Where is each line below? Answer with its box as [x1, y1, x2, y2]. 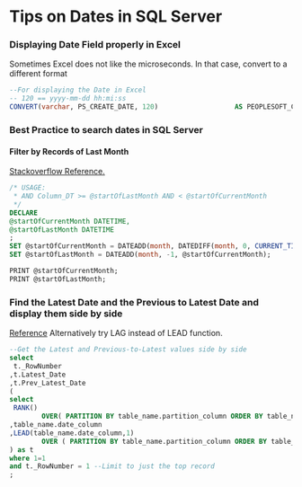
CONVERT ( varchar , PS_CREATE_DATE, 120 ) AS [9, 102, 244, 111]
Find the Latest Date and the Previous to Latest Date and [9, 296, 259, 308]
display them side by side [9, 307, 123, 320]
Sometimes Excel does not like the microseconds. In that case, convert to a [9, 58, 288, 69]
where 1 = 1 [9, 454, 47, 463]
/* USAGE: [9, 183, 47, 192]
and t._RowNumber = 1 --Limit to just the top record [9, 462, 216, 471]
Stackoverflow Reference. [9, 166, 105, 177]
